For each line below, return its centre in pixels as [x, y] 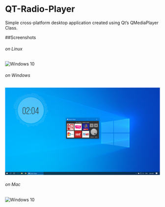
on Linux [14, 49]
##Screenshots [21, 37]
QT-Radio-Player [40, 9]
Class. [12, 28]
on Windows [18, 75]
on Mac [13, 184]
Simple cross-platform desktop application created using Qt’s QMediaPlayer [82, 23]
